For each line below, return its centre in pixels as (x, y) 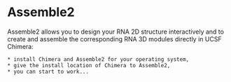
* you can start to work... (48, 71)
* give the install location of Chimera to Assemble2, (89, 65)
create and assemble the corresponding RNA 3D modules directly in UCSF (114, 39)
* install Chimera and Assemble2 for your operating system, (98, 59)
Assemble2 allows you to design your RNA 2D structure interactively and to (115, 32)
